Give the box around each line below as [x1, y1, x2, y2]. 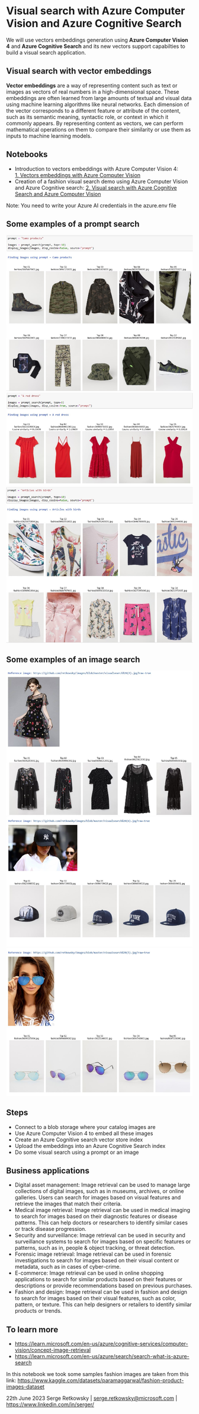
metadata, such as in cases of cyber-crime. [14, 1263, 121, 1271]
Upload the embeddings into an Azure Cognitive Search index [14, 1142, 166, 1149]
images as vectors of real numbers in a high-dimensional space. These [6, 88, 179, 95]
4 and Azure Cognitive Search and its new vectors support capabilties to [6, 43, 185, 50]
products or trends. [14, 1307, 62, 1314]
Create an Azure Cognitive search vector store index [14, 1136, 143, 1143]
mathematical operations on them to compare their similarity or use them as [6, 126, 191, 133]
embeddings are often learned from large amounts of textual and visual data [6, 94, 192, 101]
